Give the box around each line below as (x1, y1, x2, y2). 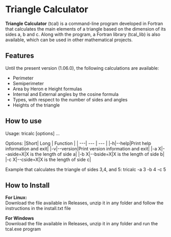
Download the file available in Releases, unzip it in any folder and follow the (5, 200, 164, 206)
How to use (5, 117, 42, 125)
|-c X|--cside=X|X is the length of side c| (5, 156, 91, 163)
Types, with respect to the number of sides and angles (12, 96, 128, 102)
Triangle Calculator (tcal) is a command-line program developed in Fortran (5, 20, 163, 27)
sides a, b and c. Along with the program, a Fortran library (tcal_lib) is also (5, 31, 161, 37)
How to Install (5, 181, 50, 190)
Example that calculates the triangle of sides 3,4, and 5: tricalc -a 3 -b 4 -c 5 (5, 166, 166, 172)
